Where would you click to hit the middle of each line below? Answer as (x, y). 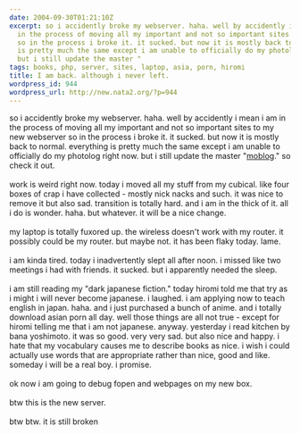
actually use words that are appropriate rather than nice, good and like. (140, 355)
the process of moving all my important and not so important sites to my (142, 127)
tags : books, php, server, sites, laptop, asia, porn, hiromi (127, 68)
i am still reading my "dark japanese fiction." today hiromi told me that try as (149, 288)
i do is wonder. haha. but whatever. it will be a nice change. (118, 213)
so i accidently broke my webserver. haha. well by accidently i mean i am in (148, 118)
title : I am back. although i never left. (89, 76)
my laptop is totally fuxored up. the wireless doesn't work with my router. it (146, 231)
